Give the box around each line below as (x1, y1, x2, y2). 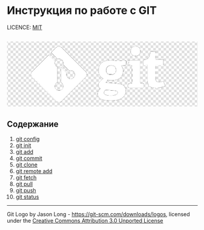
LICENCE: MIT (7, 24, 42, 31)
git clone (15, 161, 38, 168)
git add (15, 148, 34, 155)
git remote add (15, 167, 53, 174)
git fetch (15, 174, 37, 181)
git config (15, 135, 40, 142)
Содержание (7, 119, 59, 130)
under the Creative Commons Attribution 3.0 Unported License (7, 217, 163, 224)
